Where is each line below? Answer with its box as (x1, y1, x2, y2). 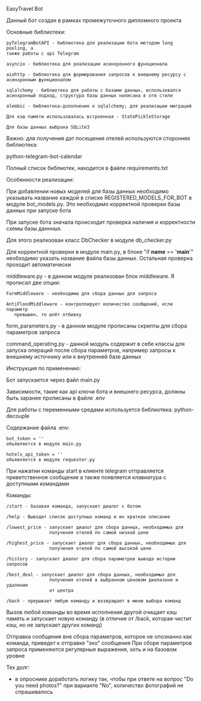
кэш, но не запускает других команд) (6, 622, 103, 628)
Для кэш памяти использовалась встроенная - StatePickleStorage (6, 114, 170, 120)
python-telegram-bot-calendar (6, 153, 83, 160)
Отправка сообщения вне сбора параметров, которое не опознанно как (6, 633, 192, 640)
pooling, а (6, 45, 34, 51)
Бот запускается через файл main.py (6, 376, 100, 384)
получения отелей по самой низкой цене (49, 530, 149, 536)
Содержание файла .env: (6, 424, 70, 431)
